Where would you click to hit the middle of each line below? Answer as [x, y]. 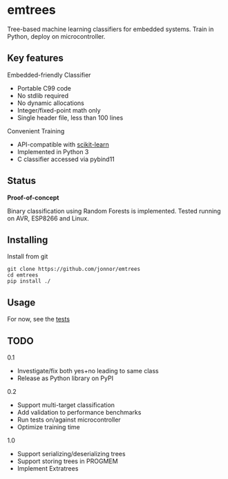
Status [22, 181]
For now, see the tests [39, 319]
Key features [35, 58]
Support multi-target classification [66, 405]
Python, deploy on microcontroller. [56, 36]
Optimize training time [49, 427]
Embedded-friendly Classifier [49, 75]
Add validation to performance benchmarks [79, 412]
